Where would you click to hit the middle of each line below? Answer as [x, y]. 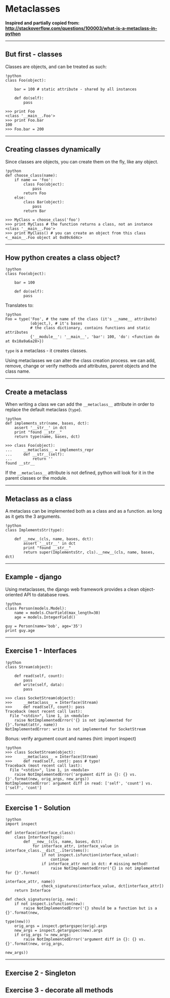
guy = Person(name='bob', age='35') [44, 626]
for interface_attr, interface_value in [75, 846]
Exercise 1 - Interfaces [41, 651]
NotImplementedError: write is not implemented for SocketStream [75, 729]
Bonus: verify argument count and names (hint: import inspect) [71, 738]
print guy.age [20, 630]
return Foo [35, 193]
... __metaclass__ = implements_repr [50, 450]
